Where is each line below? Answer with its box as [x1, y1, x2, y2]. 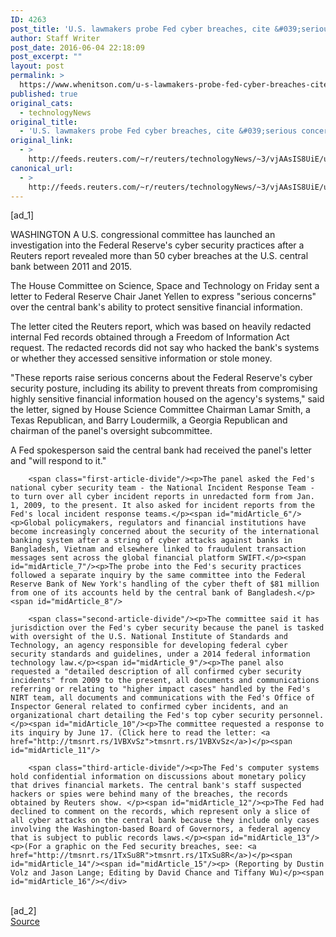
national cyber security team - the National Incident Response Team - [10, 483, 315, 493]
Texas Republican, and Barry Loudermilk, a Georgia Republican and [10, 414, 288, 426]
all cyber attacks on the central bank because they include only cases [10, 816, 320, 826]
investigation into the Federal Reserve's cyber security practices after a [10, 239, 305, 251]
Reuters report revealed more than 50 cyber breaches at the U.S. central [10, 250, 309, 262]
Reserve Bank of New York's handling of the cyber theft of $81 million [10, 579, 320, 590]
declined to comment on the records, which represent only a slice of [10, 807, 311, 817]
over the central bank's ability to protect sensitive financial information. [10, 301, 303, 313]
